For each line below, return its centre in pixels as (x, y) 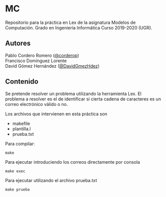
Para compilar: (20, 144)
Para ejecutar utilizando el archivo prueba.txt (51, 180)
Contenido (22, 82)
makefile (21, 123)
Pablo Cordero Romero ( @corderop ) (42, 55)
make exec (15, 171)
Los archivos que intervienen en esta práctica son (56, 114)
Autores (18, 44)
